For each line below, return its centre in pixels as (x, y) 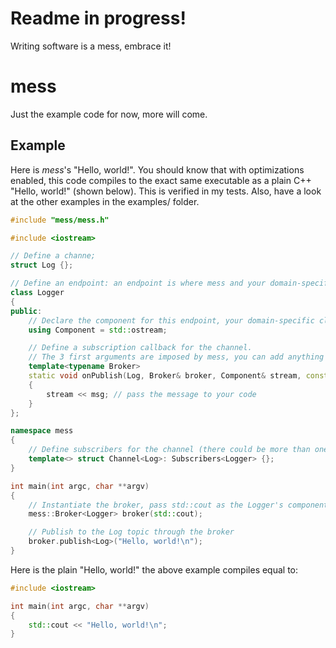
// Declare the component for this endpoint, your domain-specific (171, 320)
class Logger (37, 293)
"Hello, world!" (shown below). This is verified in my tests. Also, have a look (166, 191)
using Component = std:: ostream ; (98, 330)
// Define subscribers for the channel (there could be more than (169, 450)
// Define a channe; (53, 256)
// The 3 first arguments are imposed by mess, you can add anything (176, 357)
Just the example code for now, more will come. (109, 114)
